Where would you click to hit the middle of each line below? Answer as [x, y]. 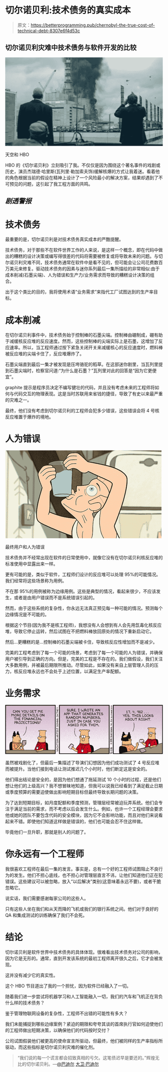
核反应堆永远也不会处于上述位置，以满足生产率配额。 [68, 671]
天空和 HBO [17, 155]
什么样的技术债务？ [25, 1002]
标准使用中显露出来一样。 [31, 564]
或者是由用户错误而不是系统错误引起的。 [55, 598]
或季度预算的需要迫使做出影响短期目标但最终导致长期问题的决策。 [73, 792]
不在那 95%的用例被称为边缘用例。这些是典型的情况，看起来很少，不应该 [81, 591]
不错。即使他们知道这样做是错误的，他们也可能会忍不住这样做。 [79, 821]
